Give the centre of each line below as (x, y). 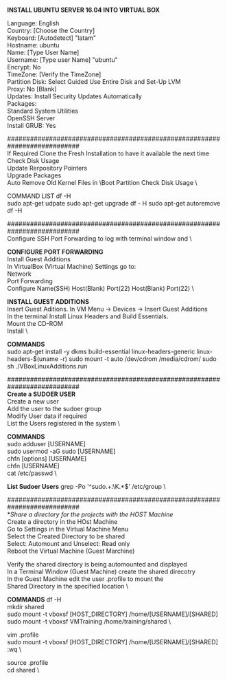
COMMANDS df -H (34, 600)
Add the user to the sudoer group (54, 409)
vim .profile (23, 635)
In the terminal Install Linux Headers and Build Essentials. (88, 316)
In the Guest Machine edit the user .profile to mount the (85, 579)
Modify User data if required (47, 416)
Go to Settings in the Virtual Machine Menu (68, 529)
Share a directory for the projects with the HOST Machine (92, 514)
